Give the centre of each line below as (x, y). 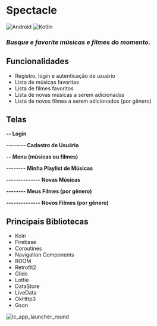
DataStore (27, 286)
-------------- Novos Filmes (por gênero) (57, 203)
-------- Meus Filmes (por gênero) (49, 191)
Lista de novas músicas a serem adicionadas (70, 94)
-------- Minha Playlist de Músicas (50, 168)
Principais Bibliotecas (47, 221)
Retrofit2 (26, 267)
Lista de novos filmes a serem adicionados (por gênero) (83, 101)
